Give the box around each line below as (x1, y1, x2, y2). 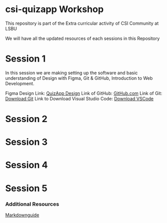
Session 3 (5, 136, 48, 148)
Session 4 (5, 159, 48, 171)
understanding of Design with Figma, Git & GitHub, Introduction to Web (5, 75, 153, 81)
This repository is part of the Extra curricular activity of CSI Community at (5, 20, 159, 26)
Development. (5, 80, 34, 86)
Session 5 (5, 183, 48, 194)
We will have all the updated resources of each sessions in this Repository (5, 35, 160, 41)
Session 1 (5, 53, 46, 65)
